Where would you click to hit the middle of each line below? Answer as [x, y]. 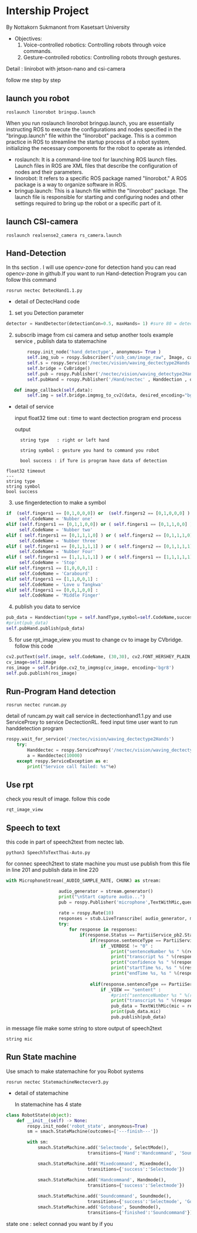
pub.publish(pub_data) [139, 1017]
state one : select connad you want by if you [60, 1224]
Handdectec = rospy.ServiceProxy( [69, 750]
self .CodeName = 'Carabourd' [55, 574]
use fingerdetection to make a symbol [60, 503]
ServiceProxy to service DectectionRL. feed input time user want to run [92, 722]
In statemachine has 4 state [48, 1104]
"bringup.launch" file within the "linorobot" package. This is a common [91, 135]
